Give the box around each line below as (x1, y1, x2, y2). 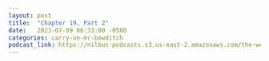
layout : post (8, 11, 52, 20)
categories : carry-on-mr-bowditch (8, 33, 124, 42)
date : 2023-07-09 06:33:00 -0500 (8, 26, 127, 34)
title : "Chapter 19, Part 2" (8, 19, 110, 27)
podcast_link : (8, 41, 56, 49)
